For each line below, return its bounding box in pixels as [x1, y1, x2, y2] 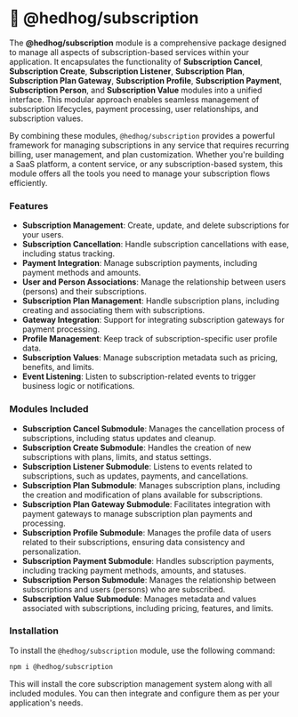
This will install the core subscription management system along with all [9, 678, 273, 689]
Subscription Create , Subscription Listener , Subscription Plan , [9, 66, 246, 77]
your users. [21, 230, 64, 240]
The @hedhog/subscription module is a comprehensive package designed [9, 37, 287, 48]
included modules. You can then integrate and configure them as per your [9, 688, 280, 698]
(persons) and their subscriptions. [21, 286, 147, 297]
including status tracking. [21, 248, 116, 259]
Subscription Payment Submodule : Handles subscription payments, [21, 555, 275, 566]
